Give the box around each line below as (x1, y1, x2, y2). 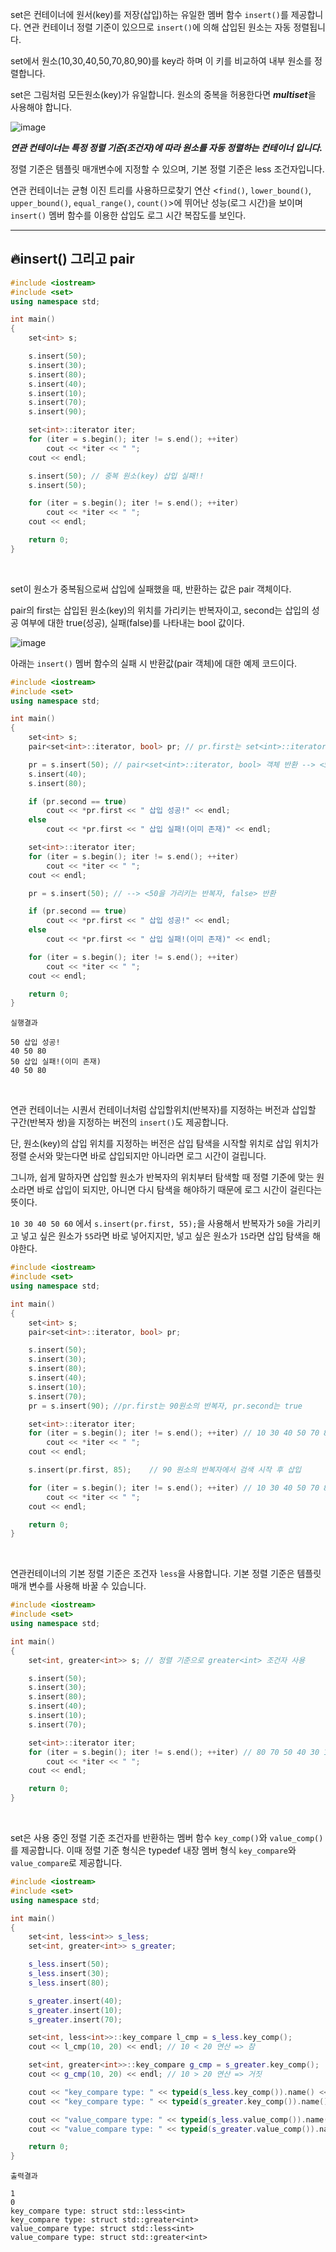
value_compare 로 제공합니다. (10, 1857, 123, 1869)
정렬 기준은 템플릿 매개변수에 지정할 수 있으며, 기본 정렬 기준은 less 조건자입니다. (10, 163, 325, 175)
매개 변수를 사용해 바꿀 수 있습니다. (10, 1580, 147, 1592)
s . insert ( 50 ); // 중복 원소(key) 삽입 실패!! (28, 471, 205, 481)
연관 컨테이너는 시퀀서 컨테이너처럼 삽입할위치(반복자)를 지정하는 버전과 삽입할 (10, 1104, 317, 1116)
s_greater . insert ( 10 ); (28, 2005, 123, 2015)
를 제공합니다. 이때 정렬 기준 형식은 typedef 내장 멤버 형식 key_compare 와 (10, 1844, 297, 1857)
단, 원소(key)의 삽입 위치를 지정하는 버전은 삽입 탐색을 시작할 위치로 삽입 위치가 (10, 1138, 319, 1150)
